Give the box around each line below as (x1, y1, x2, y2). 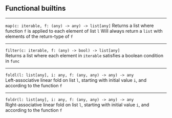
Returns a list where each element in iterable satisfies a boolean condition (5, 52, 164, 58)
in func (5, 58, 20, 64)
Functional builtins (5, 4, 66, 13)
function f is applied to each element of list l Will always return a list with (5, 28, 163, 34)
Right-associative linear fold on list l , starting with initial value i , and (5, 102, 149, 108)
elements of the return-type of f (5, 33, 73, 39)
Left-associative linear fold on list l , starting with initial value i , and (5, 77, 147, 83)
